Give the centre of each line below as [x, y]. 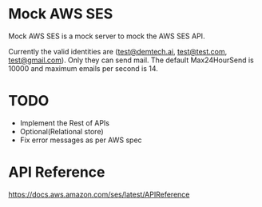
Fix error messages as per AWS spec [81, 140]
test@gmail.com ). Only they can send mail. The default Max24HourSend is [131, 60]
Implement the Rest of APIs [65, 123]
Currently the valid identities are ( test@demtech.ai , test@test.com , [118, 51]
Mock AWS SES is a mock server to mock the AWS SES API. [107, 36]
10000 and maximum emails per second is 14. [83, 68]
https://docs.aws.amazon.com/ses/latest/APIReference [99, 194]
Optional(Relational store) [62, 131]
